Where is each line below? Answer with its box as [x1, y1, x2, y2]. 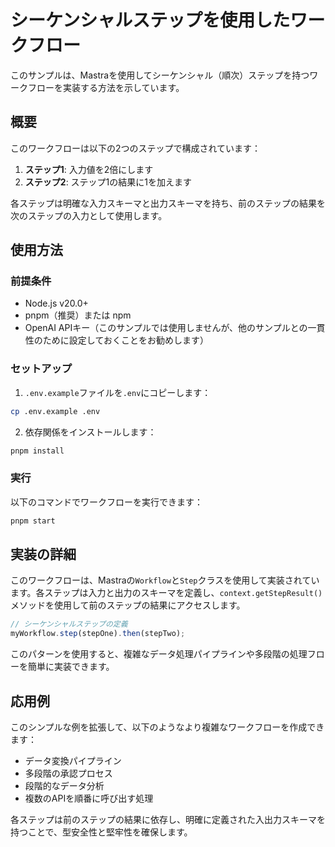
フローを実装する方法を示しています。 [27, 81, 185, 93]
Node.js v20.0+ [24, 297, 89, 310]
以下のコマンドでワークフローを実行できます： [10, 496, 203, 508]
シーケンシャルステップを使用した [10, 9, 291, 32]
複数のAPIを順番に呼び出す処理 [24, 792, 154, 805]
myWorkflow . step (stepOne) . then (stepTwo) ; [10, 629, 186, 639]
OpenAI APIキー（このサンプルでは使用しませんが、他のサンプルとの [24, 322, 308, 334]
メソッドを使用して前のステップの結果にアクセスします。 [10, 599, 246, 611]
